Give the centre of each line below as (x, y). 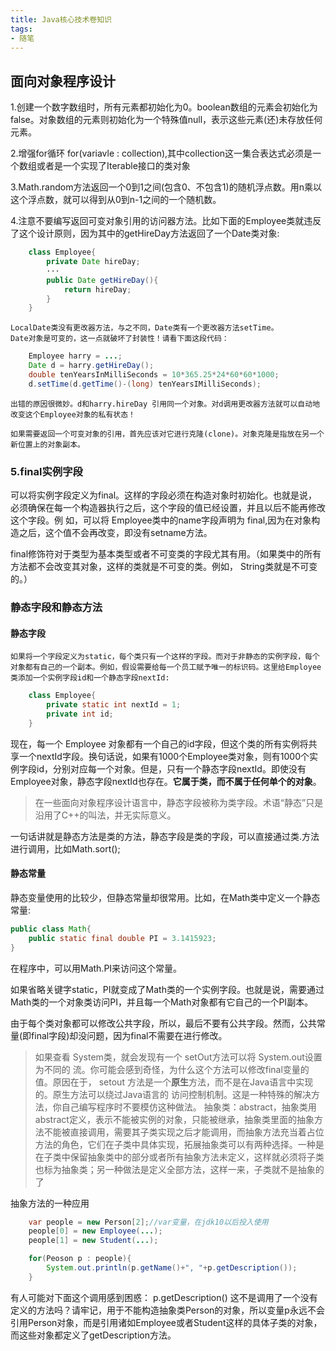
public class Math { (51, 929)
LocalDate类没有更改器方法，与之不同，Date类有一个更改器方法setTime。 (144, 328)
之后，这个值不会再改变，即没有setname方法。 (115, 533)
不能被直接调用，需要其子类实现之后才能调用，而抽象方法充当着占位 (184, 1132)
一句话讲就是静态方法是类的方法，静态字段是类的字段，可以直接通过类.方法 (165, 836)
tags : (21, 29)
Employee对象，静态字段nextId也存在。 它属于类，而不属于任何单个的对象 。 (166, 781)
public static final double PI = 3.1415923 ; (122, 938)
